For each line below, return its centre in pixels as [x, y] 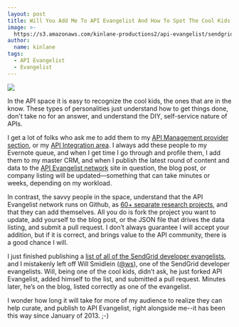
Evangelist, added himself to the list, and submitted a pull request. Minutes [117, 278]
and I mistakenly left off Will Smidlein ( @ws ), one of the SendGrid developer [118, 263]
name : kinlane [34, 47]
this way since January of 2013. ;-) [58, 316]
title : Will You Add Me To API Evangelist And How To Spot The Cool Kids [119, 21]
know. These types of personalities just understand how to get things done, [118, 109]
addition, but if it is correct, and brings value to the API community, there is [117, 235]
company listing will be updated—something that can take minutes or [109, 175]
